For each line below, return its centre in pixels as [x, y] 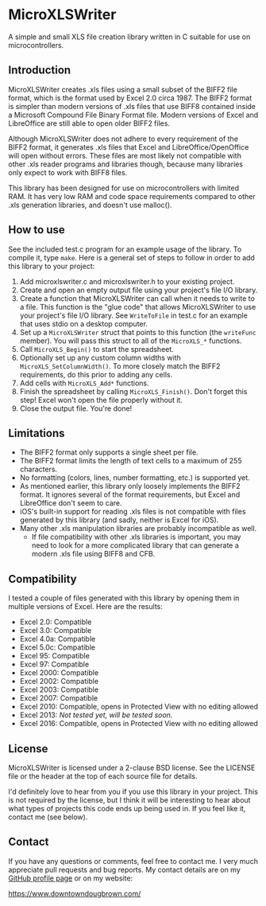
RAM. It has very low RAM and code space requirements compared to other [132, 196]
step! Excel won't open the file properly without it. [101, 400]
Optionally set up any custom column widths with [100, 357]
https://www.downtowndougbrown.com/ [75, 893]
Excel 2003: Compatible [59, 689]
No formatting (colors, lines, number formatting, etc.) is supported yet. [135, 478]
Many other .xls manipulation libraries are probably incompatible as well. [138, 529]
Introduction [40, 70]
